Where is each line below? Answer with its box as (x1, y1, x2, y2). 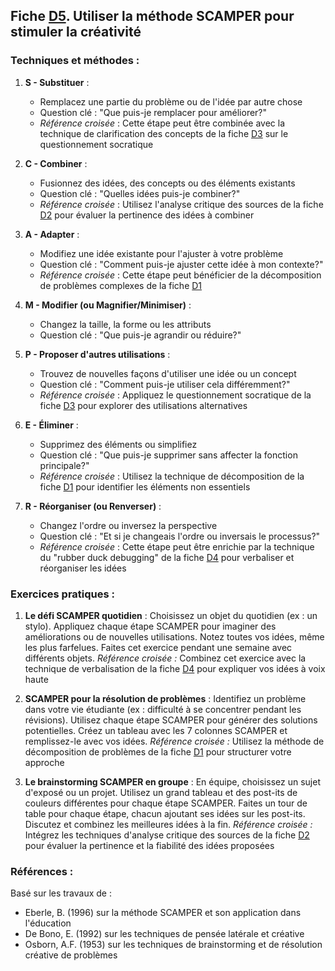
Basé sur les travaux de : (10, 887, 112, 899)
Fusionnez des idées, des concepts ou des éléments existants (39, 177, 296, 189)
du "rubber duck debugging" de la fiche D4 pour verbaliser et (39, 551, 295, 563)
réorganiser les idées (39, 562, 127, 574)
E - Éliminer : (24, 419, 79, 431)
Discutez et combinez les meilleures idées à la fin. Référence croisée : (24, 818, 313, 830)
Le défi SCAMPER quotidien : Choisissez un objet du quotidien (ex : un (24, 609, 318, 621)
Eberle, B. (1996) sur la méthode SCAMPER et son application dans (24, 907, 302, 919)
